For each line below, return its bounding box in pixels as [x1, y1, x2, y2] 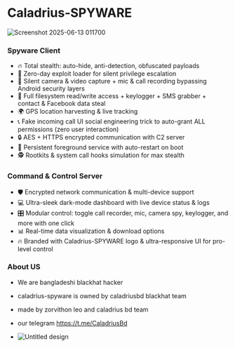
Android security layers [17, 84, 86, 93]
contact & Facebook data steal [17, 100, 106, 108]
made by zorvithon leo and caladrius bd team [17, 305, 149, 314]
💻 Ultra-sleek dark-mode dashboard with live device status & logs [17, 198, 210, 206]
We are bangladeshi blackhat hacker [17, 278, 123, 286]
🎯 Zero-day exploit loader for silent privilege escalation [17, 69, 177, 78]
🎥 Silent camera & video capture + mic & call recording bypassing [17, 77, 207, 86]
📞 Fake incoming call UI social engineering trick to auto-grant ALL [17, 117, 206, 126]
